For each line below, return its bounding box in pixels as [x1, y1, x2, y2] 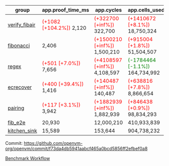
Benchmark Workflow [5, 155, 50, 161]
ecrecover [8, 84, 32, 90]
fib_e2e [8, 119, 26, 126]
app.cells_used [127, 7, 165, 13]
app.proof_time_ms [42, 7, 90, 13]
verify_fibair [8, 21, 36, 28]
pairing [8, 104, 25, 112]
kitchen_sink [8, 127, 37, 134]
